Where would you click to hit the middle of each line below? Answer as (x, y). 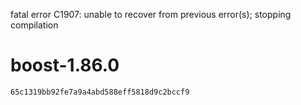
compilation (34, 25)
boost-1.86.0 (65, 65)
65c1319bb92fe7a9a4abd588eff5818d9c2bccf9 (100, 92)
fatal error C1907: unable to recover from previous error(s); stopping (151, 14)
